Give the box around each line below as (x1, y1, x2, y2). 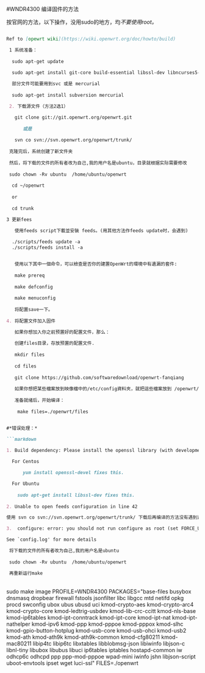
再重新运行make (9, 570, 43, 576)
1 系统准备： (9, 47, 38, 53)
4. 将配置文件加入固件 (6, 318, 56, 324)
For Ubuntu (12, 481, 40, 487)
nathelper (6, 620, 31, 628)
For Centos (12, 459, 40, 465)
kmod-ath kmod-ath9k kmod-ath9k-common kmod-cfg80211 (6, 633, 160, 641)
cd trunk (12, 205, 34, 211)
